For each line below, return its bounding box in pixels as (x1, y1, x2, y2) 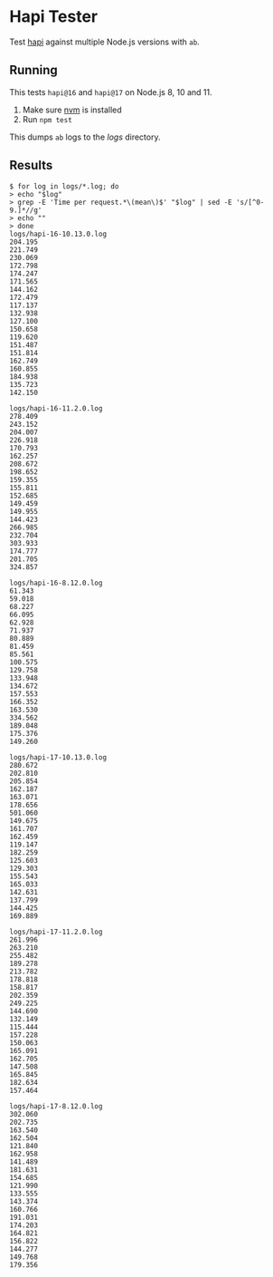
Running (9, 63, 59, 78)
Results (9, 158, 53, 173)
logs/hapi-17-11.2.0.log (9, 927, 103, 936)
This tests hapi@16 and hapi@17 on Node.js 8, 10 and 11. (9, 86, 212, 97)
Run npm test (22, 113, 72, 124)
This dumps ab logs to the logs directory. (9, 131, 161, 142)
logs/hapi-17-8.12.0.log (9, 1101, 103, 1111)
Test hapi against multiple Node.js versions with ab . (9, 36, 201, 47)
